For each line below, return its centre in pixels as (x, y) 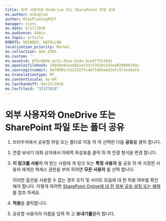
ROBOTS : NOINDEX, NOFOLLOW (33, 42)
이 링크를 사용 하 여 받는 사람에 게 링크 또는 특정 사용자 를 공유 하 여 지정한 (84, 163)
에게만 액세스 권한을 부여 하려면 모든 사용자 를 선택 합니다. (78, 170)
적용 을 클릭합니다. (30, 203)
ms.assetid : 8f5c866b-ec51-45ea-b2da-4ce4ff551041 (59, 61)
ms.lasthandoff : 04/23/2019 (34, 84)
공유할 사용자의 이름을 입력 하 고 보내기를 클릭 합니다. (64, 214)
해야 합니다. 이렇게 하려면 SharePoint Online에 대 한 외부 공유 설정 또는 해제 (86, 186)
